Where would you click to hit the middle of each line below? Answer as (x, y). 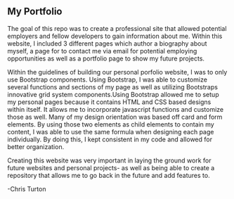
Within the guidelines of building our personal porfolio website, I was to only (117, 72)
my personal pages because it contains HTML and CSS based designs (109, 102)
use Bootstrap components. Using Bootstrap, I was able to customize (107, 79)
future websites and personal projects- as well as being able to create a (111, 167)
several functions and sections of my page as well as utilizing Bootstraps (112, 86)
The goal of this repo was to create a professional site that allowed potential (117, 28)
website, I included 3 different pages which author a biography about (107, 43)
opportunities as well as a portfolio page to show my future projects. (106, 58)
